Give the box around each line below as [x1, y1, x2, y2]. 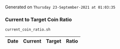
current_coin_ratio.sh [5, 27, 51, 32]
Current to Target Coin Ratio [5, 16, 72, 23]
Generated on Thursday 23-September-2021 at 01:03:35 [5, 4, 116, 10]
